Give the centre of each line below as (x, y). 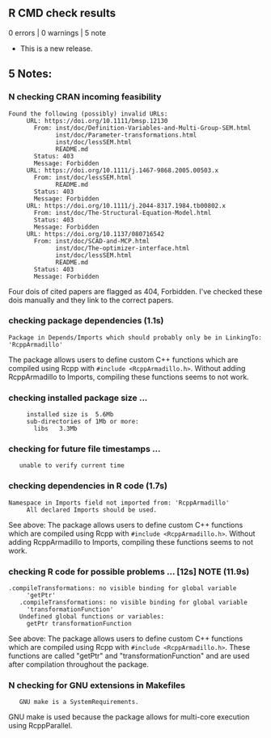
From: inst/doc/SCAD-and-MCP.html (92, 241)
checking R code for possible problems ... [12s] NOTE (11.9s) (129, 571)
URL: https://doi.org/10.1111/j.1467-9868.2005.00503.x (123, 170)
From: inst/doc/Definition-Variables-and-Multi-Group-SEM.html (142, 128)
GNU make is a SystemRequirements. (79, 702)
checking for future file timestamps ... (85, 449)
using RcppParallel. (40, 726)
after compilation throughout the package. (79, 664)
